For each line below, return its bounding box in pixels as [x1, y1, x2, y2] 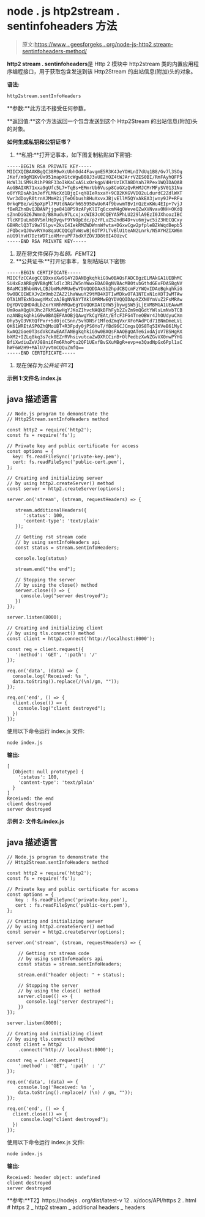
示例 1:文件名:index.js [7, 374, 62, 382]
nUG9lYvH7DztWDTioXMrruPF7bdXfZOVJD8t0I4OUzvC [7, 233, 128, 239]
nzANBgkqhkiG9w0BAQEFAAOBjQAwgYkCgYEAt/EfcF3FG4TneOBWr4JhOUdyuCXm [7, 312, 183, 319]
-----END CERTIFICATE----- [7, 350, 76, 356]
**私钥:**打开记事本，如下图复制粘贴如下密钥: [15, 151, 132, 158]
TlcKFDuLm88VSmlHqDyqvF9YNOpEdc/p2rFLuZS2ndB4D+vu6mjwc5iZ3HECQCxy [7, 217, 183, 223]
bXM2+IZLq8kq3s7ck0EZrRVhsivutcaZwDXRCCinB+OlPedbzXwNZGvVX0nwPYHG [7, 333, 183, 340]
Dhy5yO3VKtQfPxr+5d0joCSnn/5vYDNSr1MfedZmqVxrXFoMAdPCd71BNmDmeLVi [7, 318, 183, 324]
